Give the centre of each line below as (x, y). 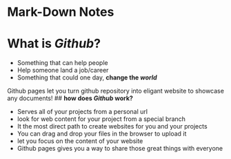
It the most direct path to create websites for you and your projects (112, 127)
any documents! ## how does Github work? (70, 98)
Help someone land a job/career (63, 71)
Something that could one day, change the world (87, 77)
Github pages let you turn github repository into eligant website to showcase (115, 91)
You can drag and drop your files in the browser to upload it (102, 134)
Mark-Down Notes (61, 12)
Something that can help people (62, 63)
